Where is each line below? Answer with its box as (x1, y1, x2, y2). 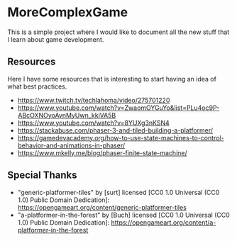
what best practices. (7, 82, 67, 91)
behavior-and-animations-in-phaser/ (17, 141, 126, 150)
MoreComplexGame (7, 4, 128, 21)
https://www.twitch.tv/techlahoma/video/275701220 (17, 96, 170, 104)
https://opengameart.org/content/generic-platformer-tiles (17, 203, 187, 211)
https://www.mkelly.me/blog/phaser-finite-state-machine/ (17, 148, 187, 157)
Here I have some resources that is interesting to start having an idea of (7, 74, 216, 83)
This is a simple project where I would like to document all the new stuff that (7, 28, 230, 36)
